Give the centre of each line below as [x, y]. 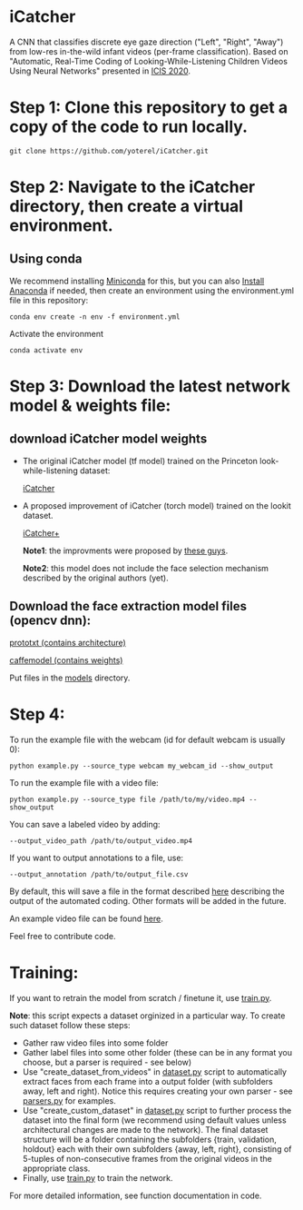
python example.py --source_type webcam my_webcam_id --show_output [142, 766]
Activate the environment [57, 333]
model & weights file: [90, 406]
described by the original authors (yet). [96, 578]
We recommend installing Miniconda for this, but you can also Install [137, 281]
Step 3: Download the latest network [150, 387]
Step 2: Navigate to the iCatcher [132, 187]
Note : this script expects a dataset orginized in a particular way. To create [147, 1016]
